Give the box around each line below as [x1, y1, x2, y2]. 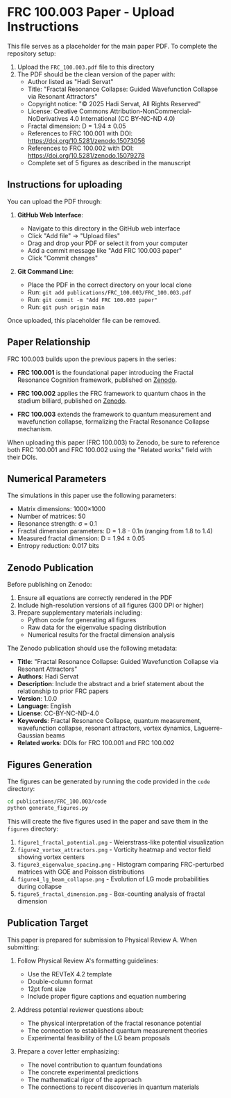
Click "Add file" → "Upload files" [27, 231, 120, 240]
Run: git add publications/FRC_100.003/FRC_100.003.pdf [27, 288, 192, 296]
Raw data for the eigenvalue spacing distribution [27, 623, 166, 632]
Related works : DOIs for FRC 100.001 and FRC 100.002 [17, 739, 175, 747]
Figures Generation [7, 758, 92, 771]
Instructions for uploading [7, 178, 123, 191]
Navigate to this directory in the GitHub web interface [27, 224, 180, 233]
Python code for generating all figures [27, 616, 137, 624]
